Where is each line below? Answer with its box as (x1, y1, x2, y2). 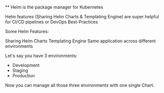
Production (12, 73, 35, 78)
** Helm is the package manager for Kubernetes (5, 4, 104, 10)
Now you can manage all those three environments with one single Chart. (5, 82, 155, 88)
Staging (12, 67, 29, 73)
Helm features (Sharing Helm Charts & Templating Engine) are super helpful (5, 14, 159, 19)
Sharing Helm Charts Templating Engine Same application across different (5, 38, 156, 44)
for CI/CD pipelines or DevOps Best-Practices (5, 19, 98, 25)
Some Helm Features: (5, 29, 49, 34)
